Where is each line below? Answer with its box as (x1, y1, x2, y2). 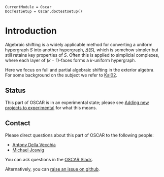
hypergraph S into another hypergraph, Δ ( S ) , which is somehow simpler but (5, 47, 159, 53)
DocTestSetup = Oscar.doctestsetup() (5, 9, 83, 14)
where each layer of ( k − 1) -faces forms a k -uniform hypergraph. (5, 57, 136, 63)
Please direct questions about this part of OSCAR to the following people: (5, 132, 154, 138)
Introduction (5, 25, 57, 36)
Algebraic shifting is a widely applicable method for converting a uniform (5, 41, 153, 47)
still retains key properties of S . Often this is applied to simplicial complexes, (5, 52, 160, 58)
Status (5, 86, 26, 95)
